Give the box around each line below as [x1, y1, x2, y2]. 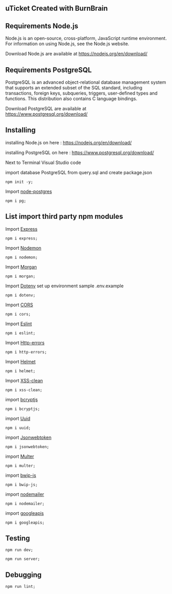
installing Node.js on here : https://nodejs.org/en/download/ [5, 139, 132, 145]
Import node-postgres [5, 188, 52, 194]
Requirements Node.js [5, 22, 79, 30]
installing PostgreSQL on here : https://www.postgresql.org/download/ [5, 149, 154, 156]
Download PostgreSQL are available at [5, 105, 87, 112]
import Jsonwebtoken [5, 434, 52, 440]
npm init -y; [5, 179, 33, 184]
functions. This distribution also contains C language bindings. [5, 96, 138, 102]
